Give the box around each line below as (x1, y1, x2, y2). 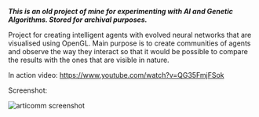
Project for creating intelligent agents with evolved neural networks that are (8, 31, 252, 39)
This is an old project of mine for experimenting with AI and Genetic (8, 7, 233, 16)
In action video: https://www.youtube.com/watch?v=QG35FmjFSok (8, 71, 224, 79)
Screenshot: (8, 86, 48, 95)
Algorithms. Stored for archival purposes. (8, 15, 148, 24)
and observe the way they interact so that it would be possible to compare (8, 47, 249, 56)
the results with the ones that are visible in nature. (8, 55, 170, 64)
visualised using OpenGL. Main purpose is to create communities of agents (8, 38, 251, 48)
